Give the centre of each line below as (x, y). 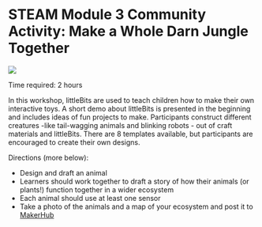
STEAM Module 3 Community (107, 15)
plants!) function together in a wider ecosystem (97, 189)
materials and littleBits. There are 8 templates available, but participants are (131, 134)
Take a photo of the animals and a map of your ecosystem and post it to (137, 206)
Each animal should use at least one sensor (90, 198)
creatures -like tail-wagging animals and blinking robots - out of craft (120, 125)
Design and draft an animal (64, 172)
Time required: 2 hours (45, 85)
